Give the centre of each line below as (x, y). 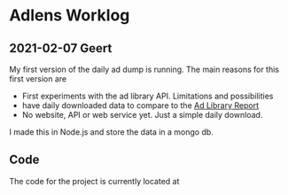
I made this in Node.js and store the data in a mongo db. (112, 132)
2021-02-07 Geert (61, 48)
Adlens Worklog (70, 16)
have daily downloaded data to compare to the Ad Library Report (140, 105)
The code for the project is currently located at (94, 181)
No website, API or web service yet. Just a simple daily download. (142, 115)
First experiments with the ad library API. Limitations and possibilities (148, 96)
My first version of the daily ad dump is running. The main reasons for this (144, 69)
